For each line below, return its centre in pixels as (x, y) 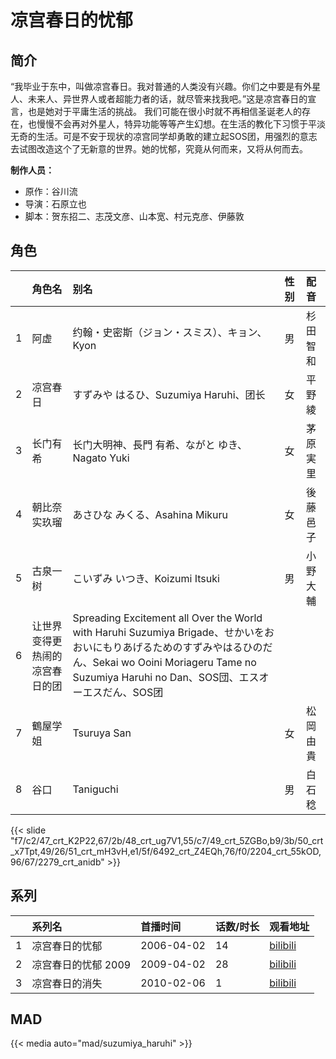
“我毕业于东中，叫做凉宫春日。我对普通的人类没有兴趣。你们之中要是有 (157, 86)
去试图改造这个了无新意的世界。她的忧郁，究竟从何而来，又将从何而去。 (159, 149)
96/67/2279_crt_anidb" (57, 862)
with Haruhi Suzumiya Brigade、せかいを (168, 632)
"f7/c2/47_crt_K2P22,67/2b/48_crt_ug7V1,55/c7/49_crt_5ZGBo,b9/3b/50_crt (167, 840)
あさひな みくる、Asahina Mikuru (150, 514)
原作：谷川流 (51, 191)
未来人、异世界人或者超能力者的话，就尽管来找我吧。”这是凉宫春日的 (167, 99)
